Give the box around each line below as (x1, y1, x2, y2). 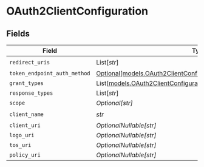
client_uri (9, 122, 41, 129)
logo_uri (9, 132, 35, 138)
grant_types (9, 80, 44, 86)
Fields (6, 29, 30, 39)
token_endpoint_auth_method (9, 70, 90, 77)
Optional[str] (96, 99, 133, 107)
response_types (9, 90, 53, 97)
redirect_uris (9, 59, 50, 66)
